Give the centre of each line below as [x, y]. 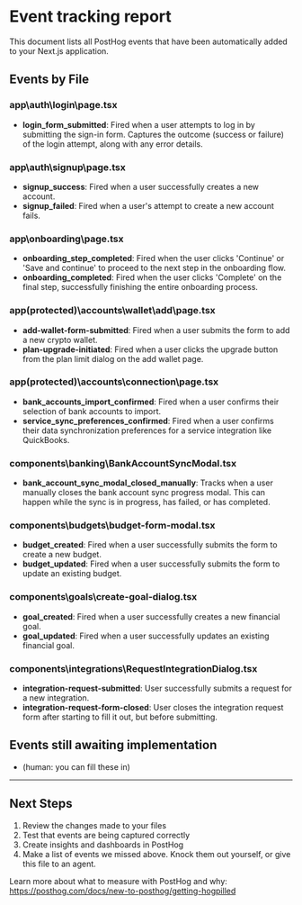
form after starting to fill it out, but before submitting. [120, 717]
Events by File [49, 80]
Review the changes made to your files [94, 825]
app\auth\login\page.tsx [63, 105]
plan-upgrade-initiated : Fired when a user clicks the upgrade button [150, 349]
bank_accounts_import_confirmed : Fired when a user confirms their [151, 402]
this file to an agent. [59, 864]
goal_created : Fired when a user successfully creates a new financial [151, 616]
